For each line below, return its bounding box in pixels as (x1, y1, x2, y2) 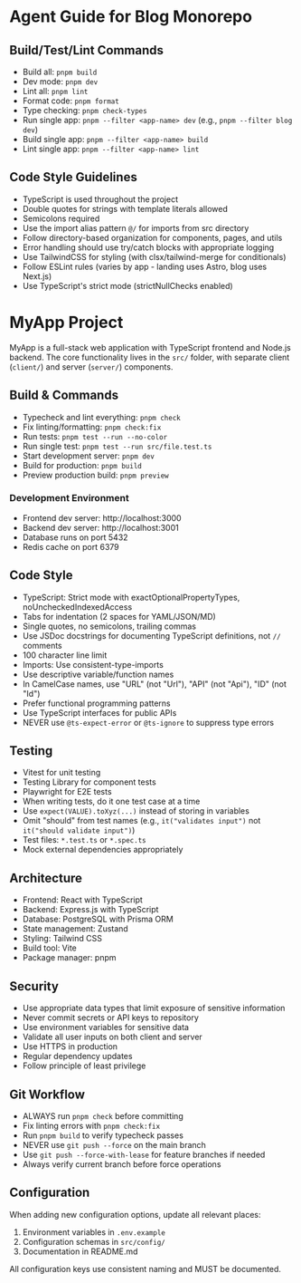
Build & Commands (9, 388, 119, 403)
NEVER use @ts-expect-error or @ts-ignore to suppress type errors (22, 717, 274, 728)
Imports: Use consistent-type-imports (22, 659, 165, 670)
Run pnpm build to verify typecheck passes (22, 1130, 183, 1141)
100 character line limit (22, 650, 108, 661)
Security (9, 979, 59, 994)
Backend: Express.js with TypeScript (22, 904, 159, 915)
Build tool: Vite (22, 942, 77, 953)
